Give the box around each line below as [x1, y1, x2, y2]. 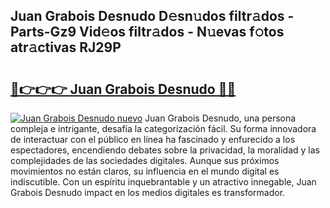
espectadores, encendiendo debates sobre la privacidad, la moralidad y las [10, 144, 320, 156]
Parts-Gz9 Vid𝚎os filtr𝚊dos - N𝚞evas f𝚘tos [10, 24, 285, 41]
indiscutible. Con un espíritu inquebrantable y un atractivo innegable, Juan [10, 176, 317, 188]
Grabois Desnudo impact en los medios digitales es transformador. [10, 187, 286, 198]
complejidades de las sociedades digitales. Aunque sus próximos [10, 155, 280, 166]
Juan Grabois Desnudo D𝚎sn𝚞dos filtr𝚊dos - [10, 8, 295, 25]
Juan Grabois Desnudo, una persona [144, 112, 297, 124]
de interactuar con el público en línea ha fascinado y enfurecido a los [10, 134, 296, 145]
